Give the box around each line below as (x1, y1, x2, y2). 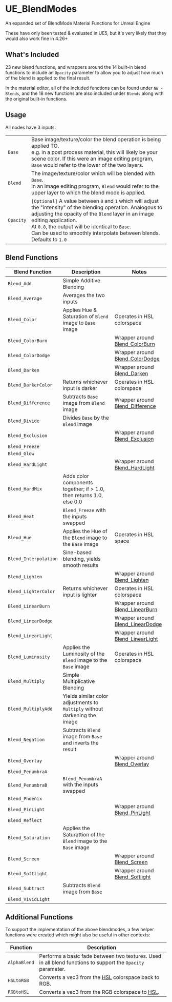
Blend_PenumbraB (8, 782, 48, 788)
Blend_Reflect (8, 818, 42, 823)
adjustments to (62, 699, 99, 706)
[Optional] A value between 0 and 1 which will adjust (31, 197, 159, 204)
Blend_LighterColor (8, 588, 55, 595)
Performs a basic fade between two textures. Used (39, 953, 162, 960)
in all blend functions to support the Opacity (39, 959, 144, 966)
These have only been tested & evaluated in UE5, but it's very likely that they (5, 30, 167, 36)
